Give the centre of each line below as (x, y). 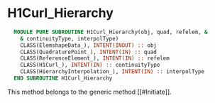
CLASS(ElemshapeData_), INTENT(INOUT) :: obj (89, 45)
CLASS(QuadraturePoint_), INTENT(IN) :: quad (89, 52)
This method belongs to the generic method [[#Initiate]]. (89, 92)
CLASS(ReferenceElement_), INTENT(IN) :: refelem (95, 58)
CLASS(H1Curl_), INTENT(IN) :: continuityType (90, 65)
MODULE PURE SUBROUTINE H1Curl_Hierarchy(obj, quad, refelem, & (111, 32)
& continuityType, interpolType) (70, 38)
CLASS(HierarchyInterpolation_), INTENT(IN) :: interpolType (112, 72)
